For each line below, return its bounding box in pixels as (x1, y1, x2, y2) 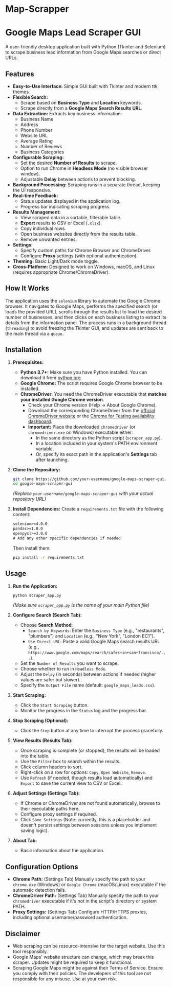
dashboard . (28, 418, 53, 425)
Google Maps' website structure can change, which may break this (12, 954, 154, 960)
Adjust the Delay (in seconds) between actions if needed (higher (20, 671, 156, 677)
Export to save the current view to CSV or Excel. (20, 780, 122, 786)
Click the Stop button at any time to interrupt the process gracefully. (20, 728, 164, 734)
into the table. (20, 753, 50, 759)
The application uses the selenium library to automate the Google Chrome (5, 297, 160, 304)
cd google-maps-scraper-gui (12, 481, 73, 486)
